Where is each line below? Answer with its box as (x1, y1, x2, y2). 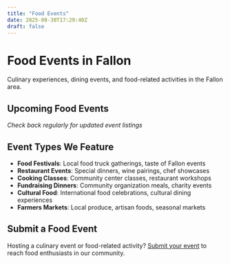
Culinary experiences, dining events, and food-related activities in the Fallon (7, 75, 223, 83)
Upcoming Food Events (7, 103, 109, 114)
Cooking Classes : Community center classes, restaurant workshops (17, 174, 211, 182)
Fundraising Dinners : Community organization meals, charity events (17, 181, 212, 190)
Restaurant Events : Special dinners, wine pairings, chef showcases (17, 166, 210, 174)
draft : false (7, 23, 45, 30)
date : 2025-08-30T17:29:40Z (7, 17, 88, 23)
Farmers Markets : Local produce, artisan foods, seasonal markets (17, 203, 206, 211)
